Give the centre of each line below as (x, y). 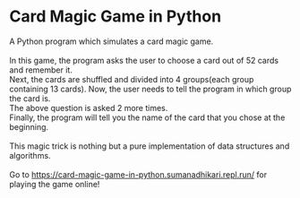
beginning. (29, 126)
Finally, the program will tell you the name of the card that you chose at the (147, 117)
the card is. (30, 98)
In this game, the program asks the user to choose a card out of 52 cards (144, 60)
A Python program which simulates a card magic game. (111, 41)
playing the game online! (55, 184)
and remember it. (41, 70)
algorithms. (30, 155)
